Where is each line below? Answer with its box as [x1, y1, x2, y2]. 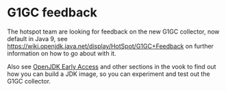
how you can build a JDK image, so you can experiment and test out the [7, 70, 210, 78]
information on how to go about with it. [7, 49, 116, 57]
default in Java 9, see [7, 34, 68, 42]
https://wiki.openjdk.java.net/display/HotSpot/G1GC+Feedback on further [7, 42, 214, 50]
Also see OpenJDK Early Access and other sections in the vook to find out [7, 62, 216, 70]
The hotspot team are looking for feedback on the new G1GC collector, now [7, 27, 220, 36]
